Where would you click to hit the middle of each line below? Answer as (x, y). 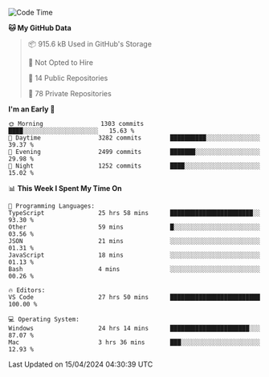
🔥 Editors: (27, 290)
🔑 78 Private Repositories (70, 93)
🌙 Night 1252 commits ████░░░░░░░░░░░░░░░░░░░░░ (134, 166)
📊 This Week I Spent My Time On (65, 188)
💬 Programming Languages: (51, 206)
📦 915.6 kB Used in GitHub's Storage (90, 44)
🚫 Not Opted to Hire (61, 63)
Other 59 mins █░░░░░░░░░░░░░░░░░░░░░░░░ (134, 227)
